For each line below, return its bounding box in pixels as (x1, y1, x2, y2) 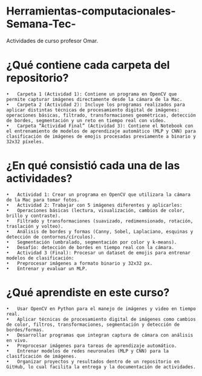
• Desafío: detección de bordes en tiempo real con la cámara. (6, 244, 174, 250)
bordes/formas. (6, 326, 45, 333)
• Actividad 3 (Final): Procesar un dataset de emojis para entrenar (6, 250, 191, 256)
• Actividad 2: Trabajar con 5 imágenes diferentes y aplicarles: (6, 202, 183, 208)
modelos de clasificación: (6, 255, 74, 261)
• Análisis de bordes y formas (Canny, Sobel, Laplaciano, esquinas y (6, 229, 194, 235)
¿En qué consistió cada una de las (6, 159, 180, 173)
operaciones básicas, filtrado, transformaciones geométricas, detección (6, 112, 197, 118)
